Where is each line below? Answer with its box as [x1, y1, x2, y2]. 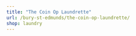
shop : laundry [6, 20, 43, 26]
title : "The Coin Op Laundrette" [6, 9, 92, 15]
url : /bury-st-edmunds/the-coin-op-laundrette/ [6, 15, 130, 21]
